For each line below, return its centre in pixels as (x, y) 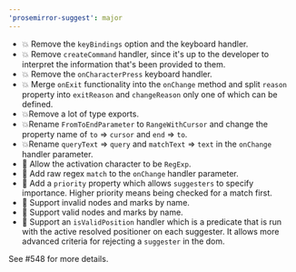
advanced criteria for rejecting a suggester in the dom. (123, 241)
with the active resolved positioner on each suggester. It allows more (150, 231)
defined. (37, 104)
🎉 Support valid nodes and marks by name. (102, 212)
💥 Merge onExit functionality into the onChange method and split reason (154, 84)
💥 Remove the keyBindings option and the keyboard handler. (135, 44)
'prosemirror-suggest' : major (66, 18)
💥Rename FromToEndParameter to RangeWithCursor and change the (145, 124)
